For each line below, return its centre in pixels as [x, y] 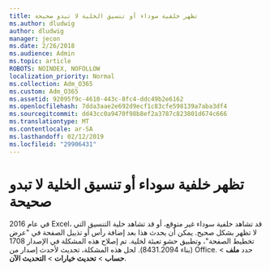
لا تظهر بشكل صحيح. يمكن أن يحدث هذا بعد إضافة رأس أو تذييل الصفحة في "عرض [133, 233]
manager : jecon [35, 39]
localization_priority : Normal [62, 76]
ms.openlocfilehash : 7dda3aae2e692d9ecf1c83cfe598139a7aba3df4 [118, 106]
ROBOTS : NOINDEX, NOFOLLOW [55, 69]
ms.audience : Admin [42, 54]
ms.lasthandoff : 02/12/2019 [57, 136]
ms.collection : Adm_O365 [51, 84]
